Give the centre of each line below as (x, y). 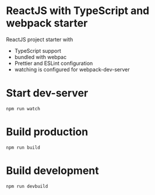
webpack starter (47, 23)
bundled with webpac (40, 57)
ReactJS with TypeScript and (78, 11)
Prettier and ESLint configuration (54, 63)
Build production (47, 132)
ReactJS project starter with (40, 39)
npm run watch (23, 109)
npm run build (23, 148)
